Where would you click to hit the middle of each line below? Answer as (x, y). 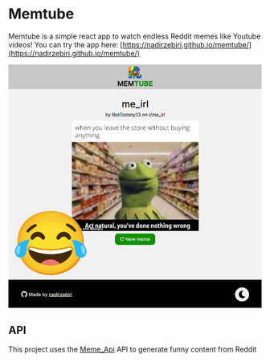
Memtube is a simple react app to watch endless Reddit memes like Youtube (135, 36)
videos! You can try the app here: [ (65, 44)
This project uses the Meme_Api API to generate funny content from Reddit (133, 349)
